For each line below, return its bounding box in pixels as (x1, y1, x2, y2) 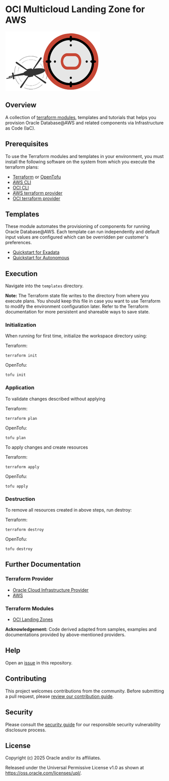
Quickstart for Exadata (12, 249, 60, 255)
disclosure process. (5, 727, 47, 733)
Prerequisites (5, 140, 49, 148)
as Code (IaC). (5, 125, 35, 131)
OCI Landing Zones (12, 616, 53, 622)
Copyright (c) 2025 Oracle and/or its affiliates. (5, 755, 101, 761)
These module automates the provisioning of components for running (5, 223, 150, 229)
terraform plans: (5, 164, 39, 170)
